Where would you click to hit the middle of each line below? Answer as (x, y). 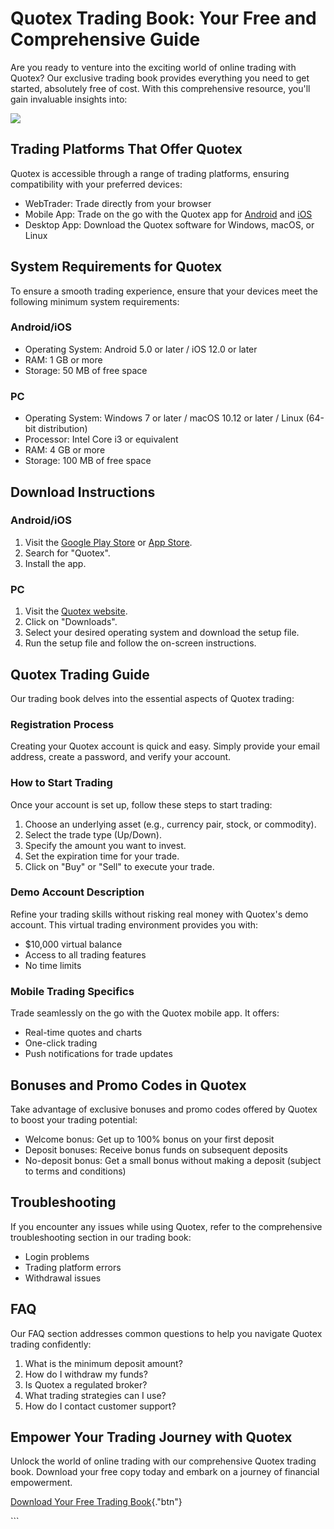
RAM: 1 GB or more (63, 359)
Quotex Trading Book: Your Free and (163, 18)
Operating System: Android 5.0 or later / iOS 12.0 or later (141, 349)
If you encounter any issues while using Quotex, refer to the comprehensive (166, 1226)
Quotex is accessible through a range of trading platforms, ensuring (150, 173)
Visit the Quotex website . (76, 611)
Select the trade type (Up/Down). (93, 834)
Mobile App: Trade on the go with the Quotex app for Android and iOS (168, 214)
